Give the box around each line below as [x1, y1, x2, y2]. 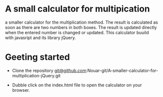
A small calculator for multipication [5, 3, 150, 14]
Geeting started [5, 52, 70, 63]
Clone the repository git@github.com [12, 68, 87, 73]
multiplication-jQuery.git [12, 72, 61, 78]
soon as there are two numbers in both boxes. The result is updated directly [5, 24, 157, 30]
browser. [12, 87, 30, 93]
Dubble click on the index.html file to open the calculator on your [12, 82, 142, 88]
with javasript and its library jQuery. [5, 35, 76, 41]
